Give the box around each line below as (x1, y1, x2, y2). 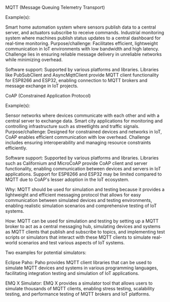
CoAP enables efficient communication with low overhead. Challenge (5, 134, 150, 140)
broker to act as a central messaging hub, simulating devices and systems (5, 223, 161, 229)
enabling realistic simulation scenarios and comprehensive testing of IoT (5, 203, 157, 209)
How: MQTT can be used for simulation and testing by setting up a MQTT (5, 218, 159, 224)
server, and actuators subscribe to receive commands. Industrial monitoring (5, 30, 164, 35)
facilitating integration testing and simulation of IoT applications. (5, 270, 139, 276)
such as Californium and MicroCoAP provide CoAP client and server (5, 160, 148, 166)
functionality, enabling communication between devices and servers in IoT (5, 166, 161, 171)
